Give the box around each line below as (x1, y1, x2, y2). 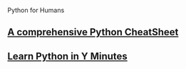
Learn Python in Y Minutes (7, 50, 128, 62)
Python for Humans (7, 6, 65, 14)
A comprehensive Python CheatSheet (7, 26, 179, 38)
